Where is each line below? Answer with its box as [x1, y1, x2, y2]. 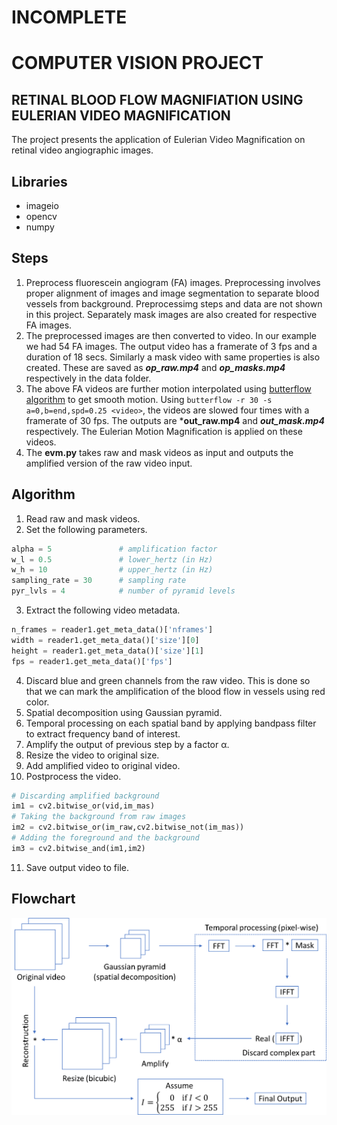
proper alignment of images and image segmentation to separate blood [25, 287, 320, 299]
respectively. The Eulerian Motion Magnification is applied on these [25, 425, 303, 437]
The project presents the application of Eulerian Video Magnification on [11, 134, 306, 146]
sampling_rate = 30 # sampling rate [11, 576, 187, 586]
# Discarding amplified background [11, 791, 160, 801]
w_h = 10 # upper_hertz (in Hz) [11, 565, 214, 575]
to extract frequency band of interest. [25, 727, 181, 740]
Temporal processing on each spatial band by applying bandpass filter [25, 717, 317, 729]
